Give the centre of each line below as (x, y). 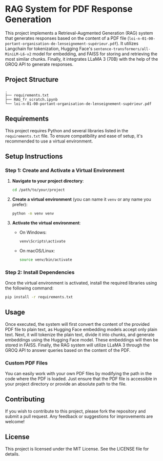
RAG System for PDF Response (69, 9)
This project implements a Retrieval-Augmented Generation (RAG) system (79, 33)
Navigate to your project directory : (48, 181)
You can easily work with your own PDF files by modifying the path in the (79, 374)
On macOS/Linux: (37, 250)
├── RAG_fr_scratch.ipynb (31, 99)
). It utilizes (127, 43)
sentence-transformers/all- (122, 49)
